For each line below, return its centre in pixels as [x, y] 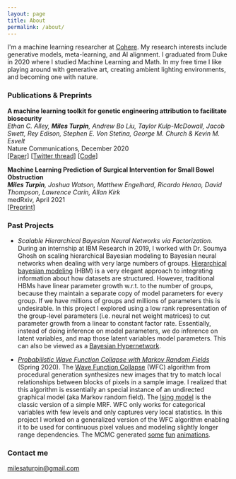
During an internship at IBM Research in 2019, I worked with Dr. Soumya [122, 248]
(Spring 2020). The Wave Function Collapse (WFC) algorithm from [114, 367]
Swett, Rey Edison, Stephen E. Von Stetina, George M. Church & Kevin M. [114, 133]
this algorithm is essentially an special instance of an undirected [111, 389]
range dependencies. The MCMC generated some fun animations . [114, 434]
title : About [26, 20]
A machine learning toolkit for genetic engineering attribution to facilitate [117, 111]
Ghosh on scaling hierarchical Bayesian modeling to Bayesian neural [117, 256]
